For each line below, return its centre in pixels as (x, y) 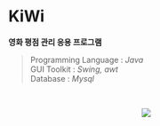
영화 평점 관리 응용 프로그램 (55, 42)
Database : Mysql (62, 78)
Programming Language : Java (87, 59)
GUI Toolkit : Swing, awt (74, 69)
